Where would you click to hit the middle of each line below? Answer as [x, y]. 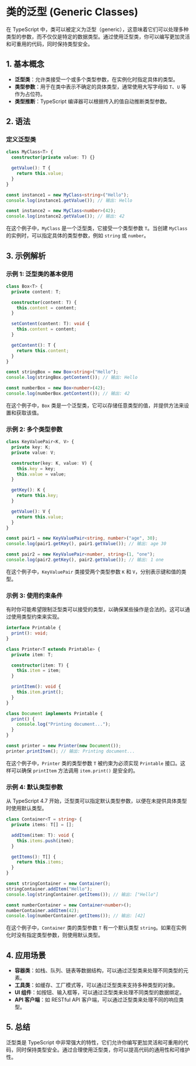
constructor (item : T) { [40, 665]
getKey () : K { [28, 490]
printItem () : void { [36, 687]
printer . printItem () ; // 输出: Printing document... [71, 751]
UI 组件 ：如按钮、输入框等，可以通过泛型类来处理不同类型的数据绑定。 [99, 992]
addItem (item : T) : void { [43, 835]
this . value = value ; [41, 474]
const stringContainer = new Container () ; [58, 884]
